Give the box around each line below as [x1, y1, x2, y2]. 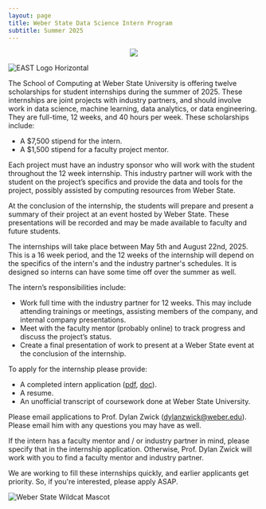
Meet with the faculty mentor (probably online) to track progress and [19, 323, 245, 333]
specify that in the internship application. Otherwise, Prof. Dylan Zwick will [8, 444, 252, 454]
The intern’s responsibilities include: [8, 283, 126, 292]
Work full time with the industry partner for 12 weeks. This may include [19, 298, 252, 307]
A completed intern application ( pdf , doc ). [19, 380, 158, 390]
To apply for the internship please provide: [8, 364, 147, 374]
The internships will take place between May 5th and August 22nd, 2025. [8, 242, 248, 252]
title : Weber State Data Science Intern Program [8, 19, 173, 27]
